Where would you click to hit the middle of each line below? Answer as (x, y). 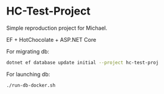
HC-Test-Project (49, 11)
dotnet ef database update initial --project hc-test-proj (83, 62)
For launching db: (28, 74)
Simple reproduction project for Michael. (57, 28)
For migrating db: (28, 51)
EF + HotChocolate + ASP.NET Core (51, 39)
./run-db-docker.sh (31, 85)
